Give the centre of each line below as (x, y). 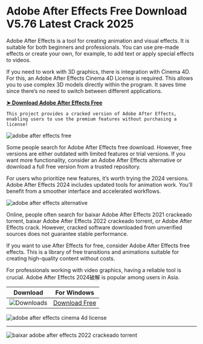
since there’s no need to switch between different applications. (84, 91)
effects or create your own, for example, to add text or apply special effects (100, 53)
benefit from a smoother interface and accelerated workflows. (84, 191)
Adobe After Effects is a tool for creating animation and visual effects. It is (98, 41)
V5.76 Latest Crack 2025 (70, 24)
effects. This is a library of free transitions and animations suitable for (93, 252)
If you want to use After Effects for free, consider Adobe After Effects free (98, 245)
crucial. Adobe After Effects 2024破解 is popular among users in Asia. (93, 277)
